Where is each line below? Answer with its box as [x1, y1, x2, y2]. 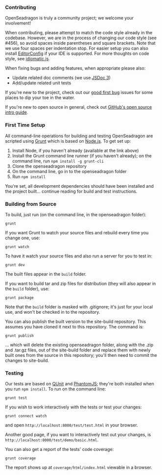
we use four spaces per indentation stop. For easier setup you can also [5, 46, 148, 51]
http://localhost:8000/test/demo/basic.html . [5, 437, 99, 443]
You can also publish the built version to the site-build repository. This [5, 318, 146, 325]
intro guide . [5, 109, 28, 115]
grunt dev [5, 262, 25, 267]
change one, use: [5, 235, 40, 241]
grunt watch [5, 244, 29, 249]
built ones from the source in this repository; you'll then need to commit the [5, 352, 158, 358]
